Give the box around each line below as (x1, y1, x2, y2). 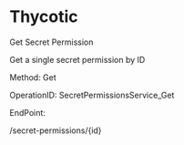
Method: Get (9, 71, 56, 83)
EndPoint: (9, 107, 46, 118)
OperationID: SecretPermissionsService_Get (9, 89, 175, 100)
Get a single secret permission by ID (9, 54, 146, 65)
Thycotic (9, 6, 78, 27)
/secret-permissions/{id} (9, 125, 102, 136)
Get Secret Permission (9, 36, 94, 47)
